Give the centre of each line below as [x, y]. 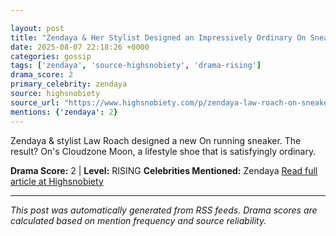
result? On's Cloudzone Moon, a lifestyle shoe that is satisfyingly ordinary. [163, 151]
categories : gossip [51, 56]
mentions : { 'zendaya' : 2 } [64, 112]
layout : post [37, 28]
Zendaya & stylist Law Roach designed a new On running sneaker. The [156, 140]
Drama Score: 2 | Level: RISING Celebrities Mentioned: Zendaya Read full [164, 170]
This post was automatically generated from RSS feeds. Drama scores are [164, 210]
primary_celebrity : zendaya [69, 84]
